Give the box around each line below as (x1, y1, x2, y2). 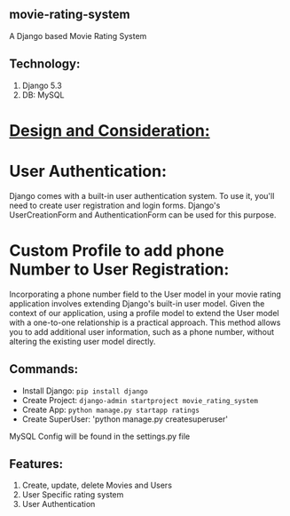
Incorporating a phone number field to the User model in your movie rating (9, 289, 281, 299)
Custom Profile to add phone (9, 240, 224, 260)
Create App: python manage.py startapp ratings (21, 404, 200, 415)
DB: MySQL (21, 89, 65, 100)
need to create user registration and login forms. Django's (9, 200, 221, 210)
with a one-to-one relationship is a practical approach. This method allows (9, 317, 281, 328)
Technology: (9, 57, 81, 72)
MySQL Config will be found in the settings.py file (9, 431, 191, 441)
